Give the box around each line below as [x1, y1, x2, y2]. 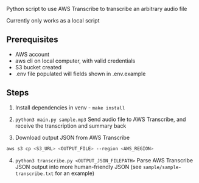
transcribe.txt [15, 170, 54, 177]
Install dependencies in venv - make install [15, 103, 125, 111]
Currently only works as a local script [6, 17, 100, 24]
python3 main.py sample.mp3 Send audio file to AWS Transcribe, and [15, 116, 186, 123]
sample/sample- [142, 164, 181, 170]
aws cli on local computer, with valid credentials [15, 57, 136, 64]
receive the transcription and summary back [15, 122, 127, 129]
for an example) [54, 170, 95, 177]
